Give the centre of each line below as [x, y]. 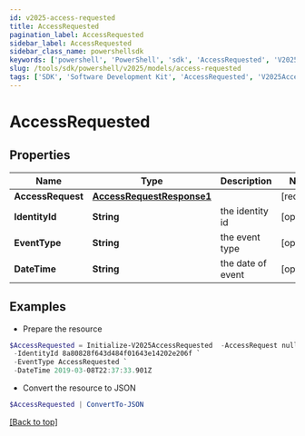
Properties [40, 155]
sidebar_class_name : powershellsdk [77, 52]
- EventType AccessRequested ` [70, 362]
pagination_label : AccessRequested [77, 35]
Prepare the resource [62, 329]
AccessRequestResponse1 [152, 196]
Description [246, 181]
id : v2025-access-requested [63, 18]
